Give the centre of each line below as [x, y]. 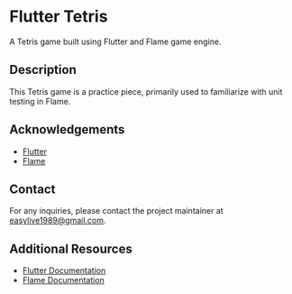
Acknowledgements [67, 129]
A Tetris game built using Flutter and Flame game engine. [115, 41]
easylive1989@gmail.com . [58, 220]
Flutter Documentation [64, 271]
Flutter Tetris [59, 17]
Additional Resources [71, 248]
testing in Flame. [40, 101]
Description [43, 70]
